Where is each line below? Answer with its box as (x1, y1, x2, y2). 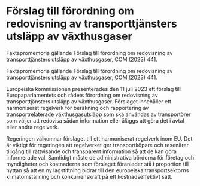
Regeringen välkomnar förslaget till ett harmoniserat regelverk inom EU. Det (6, 135, 193, 142)
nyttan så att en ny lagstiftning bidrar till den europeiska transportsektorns (6, 166, 189, 174)
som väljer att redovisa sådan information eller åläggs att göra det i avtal (6, 117, 184, 124)
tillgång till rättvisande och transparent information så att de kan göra (6, 148, 177, 155)
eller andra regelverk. (6, 123, 59, 130)
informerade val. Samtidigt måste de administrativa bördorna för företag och (6, 154, 195, 161)
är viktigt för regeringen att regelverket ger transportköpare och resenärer (6, 141, 189, 148)
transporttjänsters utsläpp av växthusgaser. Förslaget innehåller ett (6, 97, 172, 105)
